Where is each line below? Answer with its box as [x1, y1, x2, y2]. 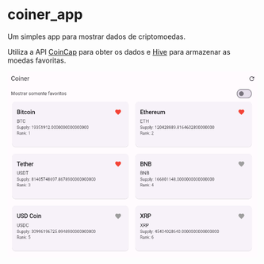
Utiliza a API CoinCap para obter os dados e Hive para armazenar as [7, 47, 231, 56]
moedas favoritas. [7, 55, 67, 65]
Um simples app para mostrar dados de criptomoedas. [7, 32, 186, 41]
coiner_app [7, 6, 83, 24]
